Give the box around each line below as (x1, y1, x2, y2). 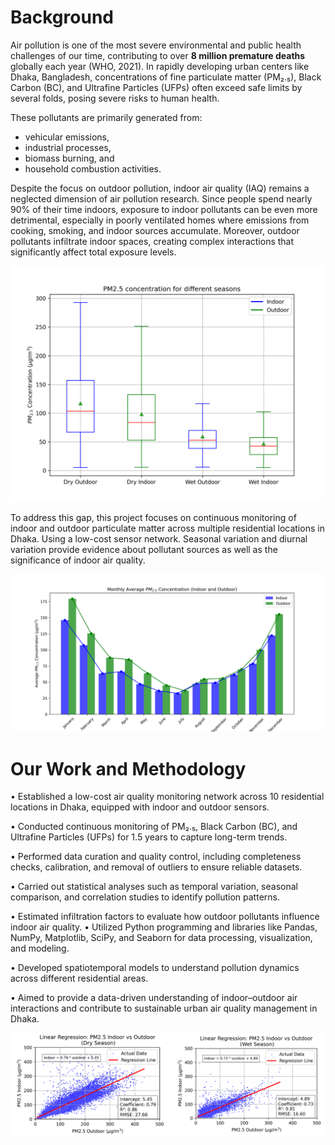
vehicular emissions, (24, 131, 110, 143)
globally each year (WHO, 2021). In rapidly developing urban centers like (10, 60, 310, 72)
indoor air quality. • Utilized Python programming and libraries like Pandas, (10, 921, 318, 933)
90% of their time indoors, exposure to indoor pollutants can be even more (10, 203, 318, 215)
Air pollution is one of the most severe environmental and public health (10, 39, 302, 51)
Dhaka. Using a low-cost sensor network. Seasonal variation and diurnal (10, 533, 308, 545)
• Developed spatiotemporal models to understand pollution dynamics (10, 962, 300, 974)
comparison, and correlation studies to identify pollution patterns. (10, 891, 280, 903)
